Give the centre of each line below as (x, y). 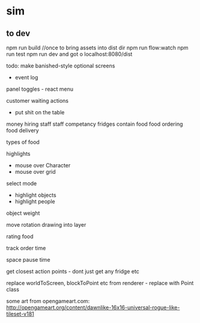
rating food (20, 236)
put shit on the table (40, 112)
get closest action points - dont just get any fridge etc (73, 271)
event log (26, 77)
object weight (23, 213)
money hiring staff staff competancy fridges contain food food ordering (95, 124)
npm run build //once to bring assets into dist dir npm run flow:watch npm (97, 48)
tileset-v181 (20, 314)
